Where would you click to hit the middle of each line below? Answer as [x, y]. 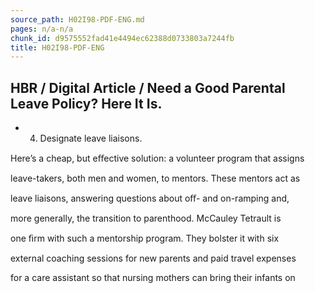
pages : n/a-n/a [42, 29]
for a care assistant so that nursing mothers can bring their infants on [153, 278]
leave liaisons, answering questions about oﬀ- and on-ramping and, [150, 198]
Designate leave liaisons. [91, 138]
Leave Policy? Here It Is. [86, 103]
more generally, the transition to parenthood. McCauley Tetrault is [146, 218]
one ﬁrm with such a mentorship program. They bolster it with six [145, 238]
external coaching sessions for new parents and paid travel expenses [153, 258]
